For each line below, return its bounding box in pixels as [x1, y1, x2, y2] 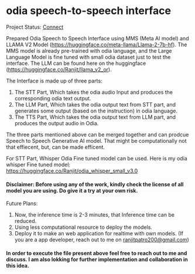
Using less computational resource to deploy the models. [14, 224, 152, 231]
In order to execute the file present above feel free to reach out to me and [6, 249, 187, 256]
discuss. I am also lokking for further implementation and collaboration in [6, 256, 189, 263]
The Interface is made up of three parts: [6, 77, 102, 84]
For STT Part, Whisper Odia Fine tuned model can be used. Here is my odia [6, 155, 187, 162]
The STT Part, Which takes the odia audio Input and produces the [14, 88, 173, 95]
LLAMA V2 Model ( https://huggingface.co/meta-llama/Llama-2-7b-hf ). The [6, 41, 187, 48]
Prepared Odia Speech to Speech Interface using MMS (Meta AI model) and [6, 35, 189, 42]
